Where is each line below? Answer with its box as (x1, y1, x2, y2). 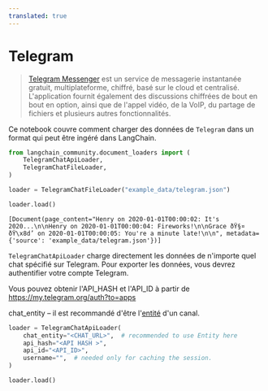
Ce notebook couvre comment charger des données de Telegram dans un (8, 124, 254, 134)
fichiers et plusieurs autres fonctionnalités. (28, 108, 171, 118)
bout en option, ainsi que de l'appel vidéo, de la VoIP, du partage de (28, 99, 256, 110)
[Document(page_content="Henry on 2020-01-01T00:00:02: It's (8, 215, 220, 224)
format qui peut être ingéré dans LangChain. (8, 133, 157, 142)
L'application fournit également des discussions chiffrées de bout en (28, 91, 258, 101)
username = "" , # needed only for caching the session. (23, 354, 213, 363)
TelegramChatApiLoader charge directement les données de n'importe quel (8, 250, 257, 260)
